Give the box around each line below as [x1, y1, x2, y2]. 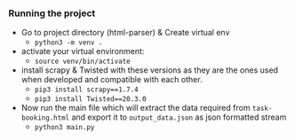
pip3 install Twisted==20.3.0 [34, 95, 147, 104]
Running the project [8, 7, 96, 19]
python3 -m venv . [34, 38, 103, 47]
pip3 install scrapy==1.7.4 [34, 85, 139, 95]
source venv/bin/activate [34, 57, 131, 66]
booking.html [20, 113, 70, 122]
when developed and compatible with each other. [20, 74, 203, 85]
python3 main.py [34, 123, 95, 132]
